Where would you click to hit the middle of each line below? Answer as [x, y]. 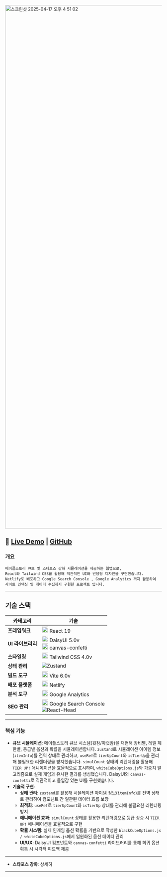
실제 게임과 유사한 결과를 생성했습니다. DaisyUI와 [82, 774]
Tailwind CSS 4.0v [71, 657]
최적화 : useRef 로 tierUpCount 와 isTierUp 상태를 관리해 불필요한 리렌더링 [90, 805]
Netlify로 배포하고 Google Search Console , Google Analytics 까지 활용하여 [81, 579]
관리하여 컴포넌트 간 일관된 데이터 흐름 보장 [67, 799]
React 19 [60, 631]
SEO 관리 [18, 706]
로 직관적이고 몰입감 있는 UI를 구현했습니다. [72, 780]
